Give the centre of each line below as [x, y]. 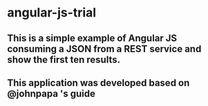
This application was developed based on [98, 83]
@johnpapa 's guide [51, 93]
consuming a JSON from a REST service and [104, 49]
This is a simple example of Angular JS [92, 38]
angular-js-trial [52, 13]
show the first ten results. [64, 60]
